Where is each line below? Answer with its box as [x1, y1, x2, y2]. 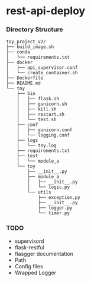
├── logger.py [37, 205, 73, 211]
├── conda [6, 49, 31, 55]
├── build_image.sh [6, 44, 54, 50]
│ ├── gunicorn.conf [17, 127, 73, 133]
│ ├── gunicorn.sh [17, 101, 67, 107]
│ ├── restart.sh [17, 112, 65, 118]
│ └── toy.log [17, 142, 57, 149]
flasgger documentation [14, 250, 74, 257]
